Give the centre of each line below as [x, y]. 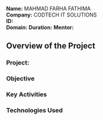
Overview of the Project [51, 46]
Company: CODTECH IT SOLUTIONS [51, 15]
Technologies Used [35, 111]
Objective [20, 79]
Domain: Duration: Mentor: [40, 27]
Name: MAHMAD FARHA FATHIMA [49, 9]
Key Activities [27, 95]
